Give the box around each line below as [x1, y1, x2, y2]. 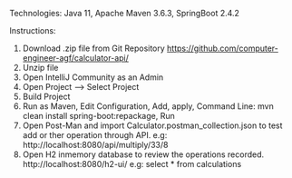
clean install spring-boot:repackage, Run [22, 111, 175, 121]
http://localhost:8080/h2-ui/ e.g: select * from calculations [22, 159, 242, 169]
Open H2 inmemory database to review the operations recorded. [22, 149, 265, 160]
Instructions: [9, 25, 56, 35]
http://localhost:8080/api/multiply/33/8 [22, 140, 169, 150]
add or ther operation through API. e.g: [22, 130, 168, 140]
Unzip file [22, 63, 59, 73]
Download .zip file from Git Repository [22, 43, 165, 54]
